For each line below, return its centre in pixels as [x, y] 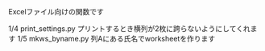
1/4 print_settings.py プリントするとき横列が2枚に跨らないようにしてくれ [130, 29]
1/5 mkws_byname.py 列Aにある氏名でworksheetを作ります [116, 39]
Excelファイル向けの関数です [56, 12]
